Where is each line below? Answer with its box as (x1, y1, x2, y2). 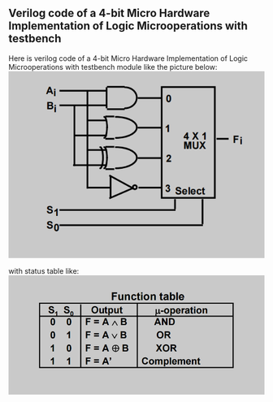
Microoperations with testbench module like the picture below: (8, 62, 218, 71)
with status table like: (8, 266, 80, 275)
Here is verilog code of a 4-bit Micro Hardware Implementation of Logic (8, 53, 249, 63)
